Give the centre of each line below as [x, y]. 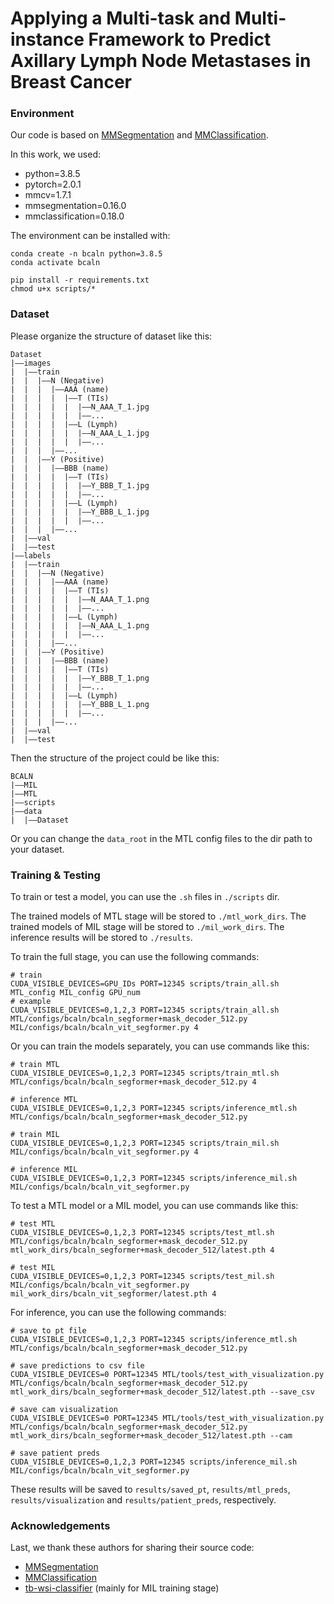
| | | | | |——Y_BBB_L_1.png [80, 704]
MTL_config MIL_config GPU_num [75, 993]
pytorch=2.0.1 [53, 184]
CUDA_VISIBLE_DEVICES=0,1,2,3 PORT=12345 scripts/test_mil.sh [142, 1277]
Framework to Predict [180, 39]
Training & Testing [55, 875]
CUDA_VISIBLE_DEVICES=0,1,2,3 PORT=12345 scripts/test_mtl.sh [142, 1233]
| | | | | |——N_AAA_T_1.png [80, 599]
